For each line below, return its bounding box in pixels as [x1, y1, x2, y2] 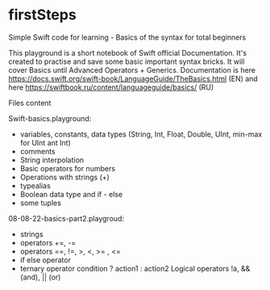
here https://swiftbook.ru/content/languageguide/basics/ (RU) [8, 82, 214, 92]
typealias [19, 180, 51, 191]
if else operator [19, 254, 71, 264]
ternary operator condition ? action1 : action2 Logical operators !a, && [19, 263, 251, 273]
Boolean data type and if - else [19, 189, 123, 199]
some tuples [19, 198, 62, 208]
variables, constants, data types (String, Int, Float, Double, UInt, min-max [19, 129, 263, 139]
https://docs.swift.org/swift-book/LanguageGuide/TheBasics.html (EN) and [8, 74, 258, 83]
